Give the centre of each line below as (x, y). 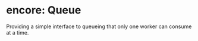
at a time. (18, 32)
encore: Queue (44, 10)
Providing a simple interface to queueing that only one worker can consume (99, 26)
